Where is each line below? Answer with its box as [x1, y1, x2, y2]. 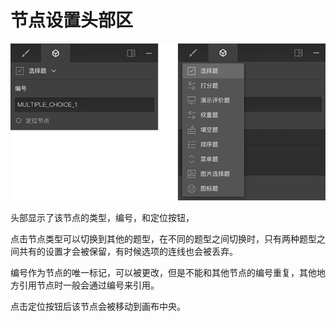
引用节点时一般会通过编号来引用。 [18, 279, 160, 291]
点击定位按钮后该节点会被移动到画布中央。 [10, 301, 186, 313]
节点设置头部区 [10, 9, 134, 32]
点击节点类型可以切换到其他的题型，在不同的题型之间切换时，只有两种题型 [10, 233, 317, 245]
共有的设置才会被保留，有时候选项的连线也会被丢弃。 [18, 246, 238, 258]
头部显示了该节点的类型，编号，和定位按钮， [10, 212, 195, 224]
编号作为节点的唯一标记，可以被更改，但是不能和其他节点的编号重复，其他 [10, 267, 317, 279]
